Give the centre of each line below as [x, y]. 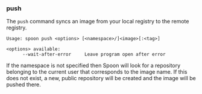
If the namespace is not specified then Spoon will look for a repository [93, 66]
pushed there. [24, 84]
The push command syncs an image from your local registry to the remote [98, 22]
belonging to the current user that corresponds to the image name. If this [97, 72]
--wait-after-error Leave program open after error [94, 54]
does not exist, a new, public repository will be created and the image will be [101, 78]
